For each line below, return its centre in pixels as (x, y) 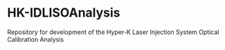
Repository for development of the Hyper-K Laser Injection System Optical (113, 32)
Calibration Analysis (36, 39)
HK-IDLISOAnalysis (64, 13)
